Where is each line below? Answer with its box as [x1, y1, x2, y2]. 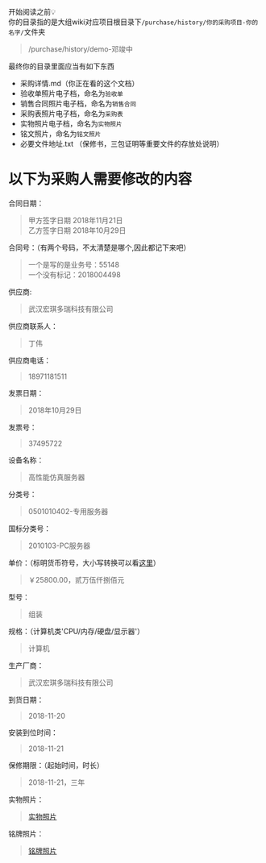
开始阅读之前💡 [8, 7, 56, 16]
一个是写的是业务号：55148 [27, 259, 119, 269]
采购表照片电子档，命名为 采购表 [19, 109, 123, 118]
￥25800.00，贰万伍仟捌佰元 [27, 575, 125, 584]
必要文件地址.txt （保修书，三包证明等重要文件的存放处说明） [19, 139, 224, 148]
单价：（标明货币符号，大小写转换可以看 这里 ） [8, 558, 160, 567]
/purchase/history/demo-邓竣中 [27, 44, 133, 54]
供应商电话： [8, 355, 51, 365]
